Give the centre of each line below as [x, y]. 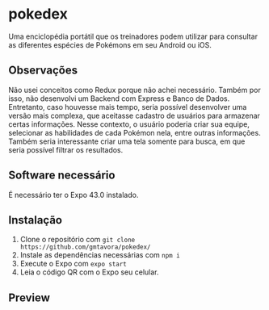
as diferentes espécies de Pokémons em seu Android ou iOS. [110, 44]
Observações [43, 71]
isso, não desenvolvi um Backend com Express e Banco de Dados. [119, 98]
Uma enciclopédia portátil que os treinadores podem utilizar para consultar [133, 36]
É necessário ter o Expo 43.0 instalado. [74, 195]
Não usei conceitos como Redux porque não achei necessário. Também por [134, 90]
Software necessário [62, 176]
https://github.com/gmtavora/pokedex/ [85, 247]
